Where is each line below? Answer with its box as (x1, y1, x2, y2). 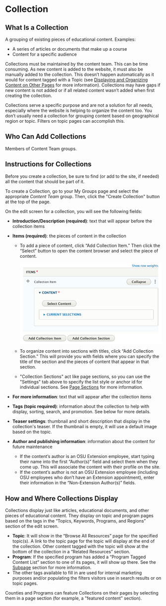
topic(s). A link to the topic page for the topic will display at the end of (12, 538, 155, 544)
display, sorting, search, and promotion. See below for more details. (12, 409, 151, 415)
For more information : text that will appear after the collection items (12, 394, 152, 400)
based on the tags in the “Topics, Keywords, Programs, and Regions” (5, 518, 146, 524)
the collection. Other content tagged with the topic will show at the (12, 543, 149, 549)
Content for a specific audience (12, 51, 77, 57)
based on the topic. (12, 429, 52, 435)
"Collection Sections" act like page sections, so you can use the (19, 374, 151, 379)
